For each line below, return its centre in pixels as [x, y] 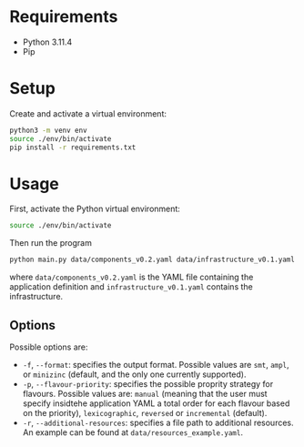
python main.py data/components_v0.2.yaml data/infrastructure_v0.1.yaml [152, 260]
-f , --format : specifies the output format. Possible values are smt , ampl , [156, 365]
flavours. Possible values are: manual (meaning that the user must [145, 394]
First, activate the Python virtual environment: [95, 209]
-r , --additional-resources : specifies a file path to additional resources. [158, 422]
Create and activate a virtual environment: [88, 113]
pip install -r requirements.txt [73, 147]
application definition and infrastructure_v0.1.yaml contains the [131, 287]
